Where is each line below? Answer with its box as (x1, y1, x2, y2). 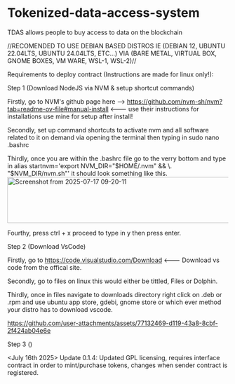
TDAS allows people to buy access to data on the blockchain (7, 28, 182, 36)
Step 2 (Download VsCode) (7, 242, 86, 250)
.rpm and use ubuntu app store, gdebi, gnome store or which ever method (7, 298, 222, 306)
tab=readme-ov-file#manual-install (7, 104, 109, 113)
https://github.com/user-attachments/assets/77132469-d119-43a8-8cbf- (7, 319, 219, 327)
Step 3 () (7, 340, 33, 348)
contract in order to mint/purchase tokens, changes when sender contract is (7, 361, 228, 369)
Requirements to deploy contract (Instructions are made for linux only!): (7, 70, 214, 78)
